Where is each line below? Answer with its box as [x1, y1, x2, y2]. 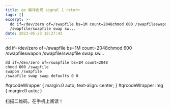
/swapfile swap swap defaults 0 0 [5, 74, 79, 79]
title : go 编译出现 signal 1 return [5, 7, 80, 13]
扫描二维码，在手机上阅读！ [5, 98, 64, 104]
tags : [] [5, 12, 24, 17]
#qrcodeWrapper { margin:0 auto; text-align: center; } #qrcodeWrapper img [5, 82, 164, 88]
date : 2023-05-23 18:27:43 [5, 31, 63, 36]
